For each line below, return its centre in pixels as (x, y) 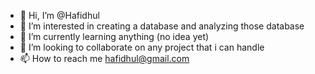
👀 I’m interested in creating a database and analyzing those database (162, 26)
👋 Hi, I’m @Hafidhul (59, 15)
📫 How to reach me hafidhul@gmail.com (104, 58)
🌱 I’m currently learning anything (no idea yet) (114, 36)
